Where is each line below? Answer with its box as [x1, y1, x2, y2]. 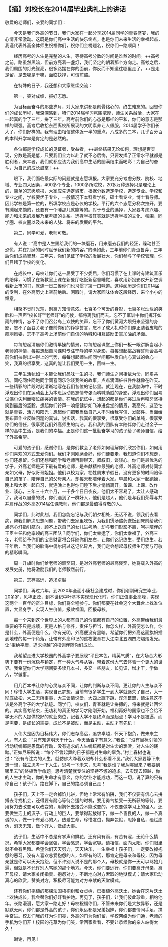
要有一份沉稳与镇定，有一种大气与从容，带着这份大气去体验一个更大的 [13, 659, 158, 665]
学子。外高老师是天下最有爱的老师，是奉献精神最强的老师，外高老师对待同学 [5, 463, 163, 469]
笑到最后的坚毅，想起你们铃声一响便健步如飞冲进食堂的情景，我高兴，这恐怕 [5, 402, 163, 408]
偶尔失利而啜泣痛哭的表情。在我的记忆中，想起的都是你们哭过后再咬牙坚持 [9, 396, 163, 402]
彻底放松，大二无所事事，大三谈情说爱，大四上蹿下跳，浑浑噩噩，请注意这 [5, 695, 158, 701]
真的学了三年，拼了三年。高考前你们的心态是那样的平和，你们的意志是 [13, 116, 158, 122]
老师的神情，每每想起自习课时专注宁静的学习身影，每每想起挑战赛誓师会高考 [5, 348, 163, 354]
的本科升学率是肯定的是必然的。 [5, 135, 71, 141]
